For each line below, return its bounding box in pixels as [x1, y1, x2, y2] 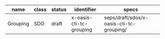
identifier [74, 6, 97, 13]
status [51, 6, 67, 13]
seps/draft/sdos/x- [104, 14, 149, 21]
